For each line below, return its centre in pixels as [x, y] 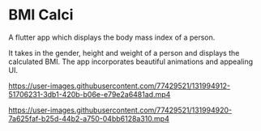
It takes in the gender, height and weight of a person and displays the [124, 53]
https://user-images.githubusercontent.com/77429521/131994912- [120, 86]
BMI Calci [41, 15]
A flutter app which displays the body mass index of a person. [112, 37]
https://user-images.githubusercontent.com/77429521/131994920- [120, 110]
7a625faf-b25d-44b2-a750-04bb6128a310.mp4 [89, 118]
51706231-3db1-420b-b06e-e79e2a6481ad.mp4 [90, 94]
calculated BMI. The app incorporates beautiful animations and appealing [131, 61]
